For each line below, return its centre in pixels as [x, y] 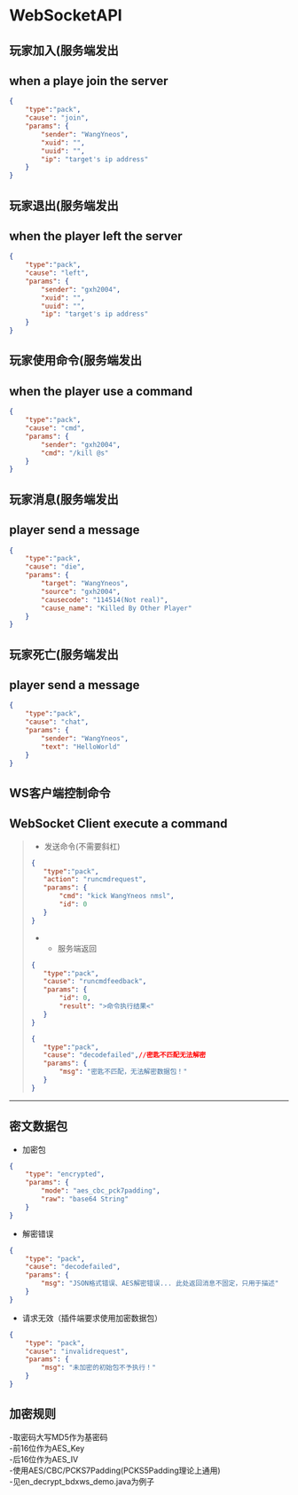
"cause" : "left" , [57, 273]
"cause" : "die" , [55, 567]
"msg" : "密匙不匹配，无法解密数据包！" [123, 1072]
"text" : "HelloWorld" [81, 747]
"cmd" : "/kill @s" [75, 453]
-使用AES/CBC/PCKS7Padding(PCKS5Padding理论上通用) [115, 1470]
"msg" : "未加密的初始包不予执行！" [99, 1368]
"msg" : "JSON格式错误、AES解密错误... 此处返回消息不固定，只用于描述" [160, 1284]
